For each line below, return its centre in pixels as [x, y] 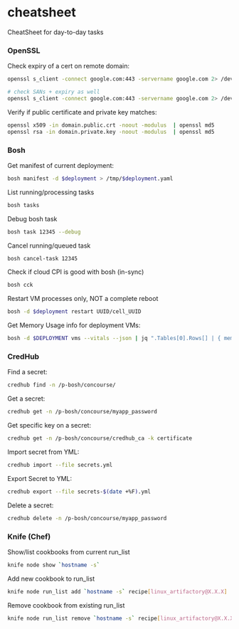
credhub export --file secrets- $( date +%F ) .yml [79, 492]
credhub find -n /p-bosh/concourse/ [62, 385]
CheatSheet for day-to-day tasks [55, 32]
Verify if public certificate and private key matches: [82, 112]
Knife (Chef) [29, 536]
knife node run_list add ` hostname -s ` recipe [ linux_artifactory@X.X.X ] [117, 591]
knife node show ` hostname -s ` [54, 565]
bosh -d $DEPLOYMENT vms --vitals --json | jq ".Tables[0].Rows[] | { [114, 339]
